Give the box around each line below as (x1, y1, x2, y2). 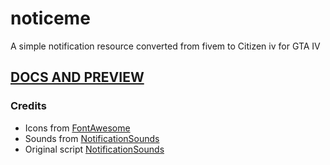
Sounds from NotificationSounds (24, 132, 160, 144)
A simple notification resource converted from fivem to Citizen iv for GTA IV (10, 40, 321, 52)
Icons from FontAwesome (24, 122, 131, 134)
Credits (10, 99, 47, 113)
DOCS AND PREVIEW (10, 69, 145, 86)
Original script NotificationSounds (24, 143, 165, 155)
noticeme (10, 7, 91, 30)
